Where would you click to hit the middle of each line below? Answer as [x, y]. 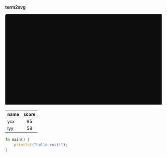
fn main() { [17, 139]
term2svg [15, 7]
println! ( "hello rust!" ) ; [41, 145]
